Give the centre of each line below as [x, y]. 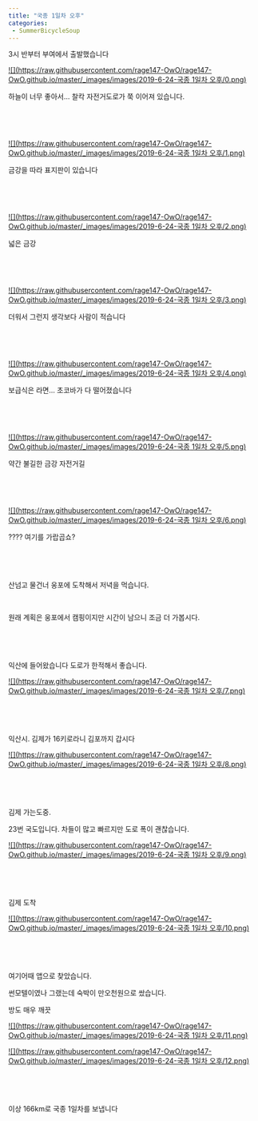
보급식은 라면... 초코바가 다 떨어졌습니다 [70, 390]
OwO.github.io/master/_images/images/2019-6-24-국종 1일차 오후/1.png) [127, 153]
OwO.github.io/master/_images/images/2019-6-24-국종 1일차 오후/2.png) [127, 227]
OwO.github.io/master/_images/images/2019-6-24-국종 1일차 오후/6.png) [127, 520]
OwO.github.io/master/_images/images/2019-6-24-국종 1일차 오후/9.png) [127, 855]
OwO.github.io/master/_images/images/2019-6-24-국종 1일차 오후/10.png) [129, 928]
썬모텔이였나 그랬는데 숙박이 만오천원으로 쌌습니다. [87, 993]
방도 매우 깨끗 [30, 1010]
